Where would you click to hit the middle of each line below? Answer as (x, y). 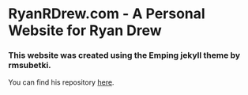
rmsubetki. (30, 66)
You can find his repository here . (61, 82)
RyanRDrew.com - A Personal (107, 14)
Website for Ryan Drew (85, 30)
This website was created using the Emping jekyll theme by (124, 55)
